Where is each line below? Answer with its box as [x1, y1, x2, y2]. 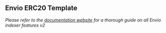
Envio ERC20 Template [5, 4, 78, 12]
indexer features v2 [5, 22, 45, 28]
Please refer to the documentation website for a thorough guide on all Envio [5, 17, 161, 23]
